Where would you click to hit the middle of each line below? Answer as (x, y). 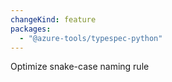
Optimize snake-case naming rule (80, 67)
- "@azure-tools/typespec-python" (91, 38)
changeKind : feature (53, 19)
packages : (31, 29)
